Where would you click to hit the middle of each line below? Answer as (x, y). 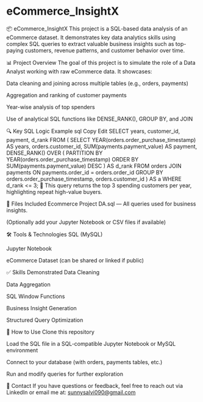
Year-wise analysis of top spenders (51, 107)
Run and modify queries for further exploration (65, 374)
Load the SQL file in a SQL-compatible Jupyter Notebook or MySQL (91, 343)
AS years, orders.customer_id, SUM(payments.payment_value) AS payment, (102, 146)
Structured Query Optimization (45, 320)
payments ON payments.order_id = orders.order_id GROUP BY (85, 172)
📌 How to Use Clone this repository (50, 332)
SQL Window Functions (36, 296)
